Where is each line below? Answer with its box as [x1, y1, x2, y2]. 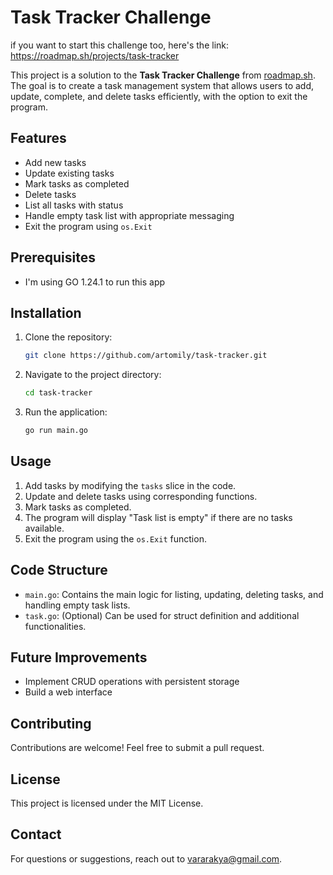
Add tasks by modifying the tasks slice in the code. [24, 479, 237, 491]
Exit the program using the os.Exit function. [24, 532, 207, 545]
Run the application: [24, 406, 108, 418]
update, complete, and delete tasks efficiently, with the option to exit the [10, 90, 308, 102]
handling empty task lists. [24, 599, 131, 611]
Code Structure [10, 562, 108, 579]
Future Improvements [10, 649, 148, 666]
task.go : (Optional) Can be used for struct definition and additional [24, 609, 300, 621]
